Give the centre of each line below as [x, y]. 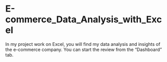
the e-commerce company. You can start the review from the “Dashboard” [84, 49]
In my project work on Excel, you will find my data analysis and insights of [83, 44]
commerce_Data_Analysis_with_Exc [84, 19]
